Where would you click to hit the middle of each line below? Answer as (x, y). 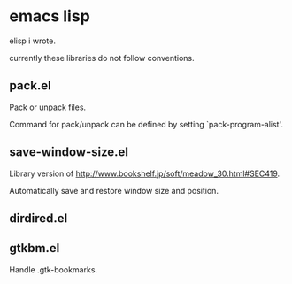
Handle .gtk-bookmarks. (54, 269)
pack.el (30, 86)
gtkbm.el (35, 248)
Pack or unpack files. (48, 107)
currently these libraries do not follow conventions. (102, 58)
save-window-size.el (69, 152)
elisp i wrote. (32, 41)
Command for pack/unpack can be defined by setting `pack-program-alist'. (146, 124)
